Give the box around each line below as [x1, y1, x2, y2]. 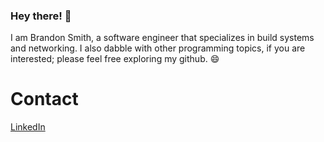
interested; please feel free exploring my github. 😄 [10, 53, 220, 65]
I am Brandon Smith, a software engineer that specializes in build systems [10, 32, 315, 44]
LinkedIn [10, 121, 46, 133]
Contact [10, 88, 79, 111]
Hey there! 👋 [10, 9, 72, 23]
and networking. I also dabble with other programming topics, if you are [10, 42, 306, 54]
